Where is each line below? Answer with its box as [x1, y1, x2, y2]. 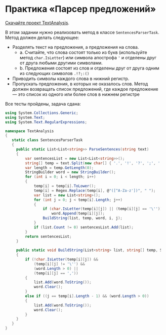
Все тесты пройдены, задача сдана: [5, 101, 81, 107]
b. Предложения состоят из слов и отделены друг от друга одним [19, 65, 160, 71]
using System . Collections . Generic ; [5, 110, 79, 115]
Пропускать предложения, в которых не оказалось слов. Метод [12, 80, 148, 87]
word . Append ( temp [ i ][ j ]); [51, 211, 105, 216]
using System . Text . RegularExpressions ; [5, 119, 87, 124]
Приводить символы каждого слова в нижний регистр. [12, 75, 129, 81]
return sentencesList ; [25, 234, 72, 239]
